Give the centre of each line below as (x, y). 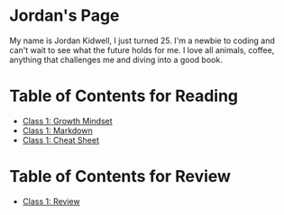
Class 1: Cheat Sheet (61, 139)
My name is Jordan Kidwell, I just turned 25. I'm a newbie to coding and (142, 40)
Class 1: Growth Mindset (67, 121)
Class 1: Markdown (57, 130)
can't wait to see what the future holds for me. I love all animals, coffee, (142, 49)
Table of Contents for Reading (124, 96)
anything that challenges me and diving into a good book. (116, 59)
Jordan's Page (64, 16)
